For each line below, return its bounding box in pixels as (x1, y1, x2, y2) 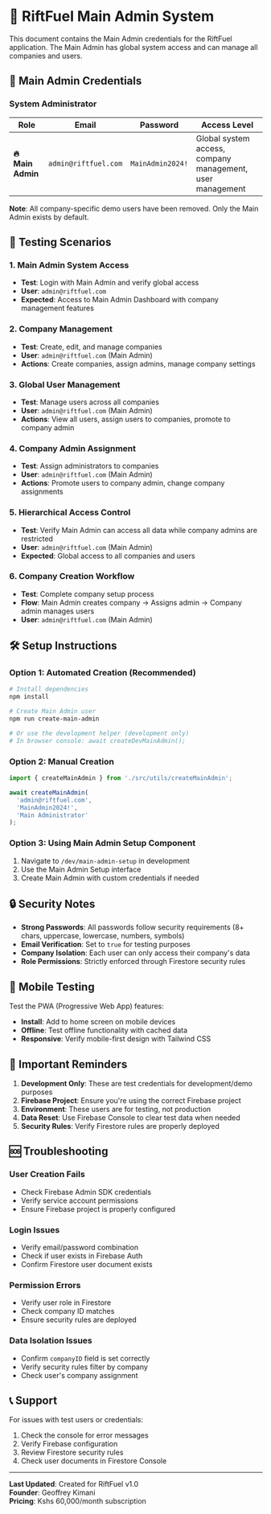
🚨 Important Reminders (9, 1057, 128, 1071)
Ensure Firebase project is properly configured (20, 1204, 176, 1213)
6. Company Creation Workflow (9, 571, 135, 582)
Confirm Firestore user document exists (20, 1260, 153, 1269)
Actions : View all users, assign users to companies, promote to (20, 414, 232, 424)
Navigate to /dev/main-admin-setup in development (20, 855, 190, 865)
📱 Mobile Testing (9, 980, 95, 994)
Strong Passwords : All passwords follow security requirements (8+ (20, 922, 244, 932)
